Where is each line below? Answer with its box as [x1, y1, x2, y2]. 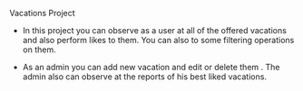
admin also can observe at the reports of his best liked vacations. [22, 71, 268, 82]
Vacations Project [9, 8, 75, 18]
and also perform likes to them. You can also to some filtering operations [22, 35, 295, 45]
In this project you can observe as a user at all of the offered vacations [22, 25, 288, 35]
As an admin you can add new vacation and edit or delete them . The [22, 62, 280, 72]
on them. [22, 44, 56, 55]
